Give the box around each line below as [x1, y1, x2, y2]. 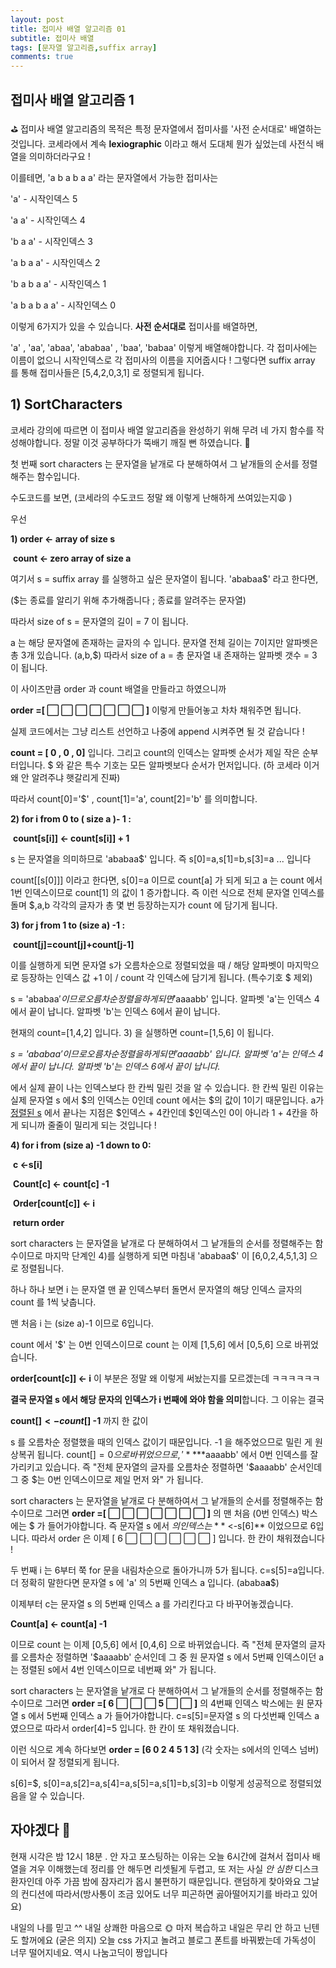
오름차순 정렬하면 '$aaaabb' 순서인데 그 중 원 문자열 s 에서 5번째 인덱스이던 [20, 1651, 317, 1663]
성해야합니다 [10, 436, 60, 448]
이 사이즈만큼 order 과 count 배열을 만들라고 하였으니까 [10, 682, 227, 695]
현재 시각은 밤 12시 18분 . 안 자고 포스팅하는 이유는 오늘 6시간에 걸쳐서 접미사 [10, 1850, 310, 1862]
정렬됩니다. [20, 1262, 65, 1274]
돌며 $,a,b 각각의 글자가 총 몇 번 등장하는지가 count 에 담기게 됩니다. [10, 899, 278, 911]
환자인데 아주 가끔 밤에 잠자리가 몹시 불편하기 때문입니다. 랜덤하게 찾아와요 [10, 1875, 302, 1887]
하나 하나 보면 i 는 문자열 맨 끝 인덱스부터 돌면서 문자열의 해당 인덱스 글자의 [10, 1283, 303, 1295]
